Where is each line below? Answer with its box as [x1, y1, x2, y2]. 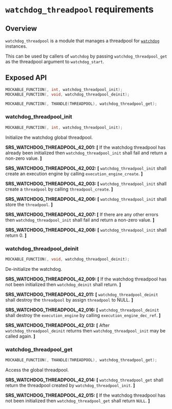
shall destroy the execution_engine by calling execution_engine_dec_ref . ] [5, 312, 161, 318]
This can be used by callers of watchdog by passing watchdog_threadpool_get [5, 53, 167, 59]
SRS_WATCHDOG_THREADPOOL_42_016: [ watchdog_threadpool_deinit [5, 307, 159, 313]
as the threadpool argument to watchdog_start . [5, 59, 104, 65]
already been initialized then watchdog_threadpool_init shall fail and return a [5, 150, 167, 156]
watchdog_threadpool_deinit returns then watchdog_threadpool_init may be [5, 327, 166, 333]
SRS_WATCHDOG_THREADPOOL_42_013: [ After [5, 322, 110, 328]
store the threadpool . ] [5, 201, 53, 208]
